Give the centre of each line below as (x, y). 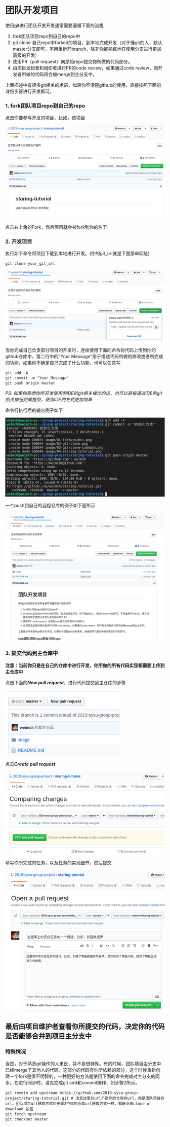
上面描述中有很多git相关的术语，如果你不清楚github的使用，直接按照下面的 (83, 85)
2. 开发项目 (19, 241)
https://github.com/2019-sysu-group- (99, 1093)
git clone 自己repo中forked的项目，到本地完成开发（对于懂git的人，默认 (87, 42)
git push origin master (30, 383)
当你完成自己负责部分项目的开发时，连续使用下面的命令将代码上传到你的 (80, 350)
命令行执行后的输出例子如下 (34, 410)
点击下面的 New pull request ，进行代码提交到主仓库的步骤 (66, 682)
